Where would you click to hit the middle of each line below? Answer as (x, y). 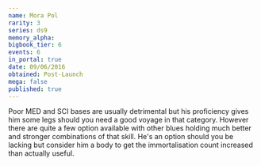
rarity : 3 (25, 23)
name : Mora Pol (33, 15)
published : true (35, 89)
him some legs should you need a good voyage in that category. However (129, 120)
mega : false (28, 81)
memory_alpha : (32, 38)
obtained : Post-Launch (46, 74)
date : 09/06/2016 (37, 67)
